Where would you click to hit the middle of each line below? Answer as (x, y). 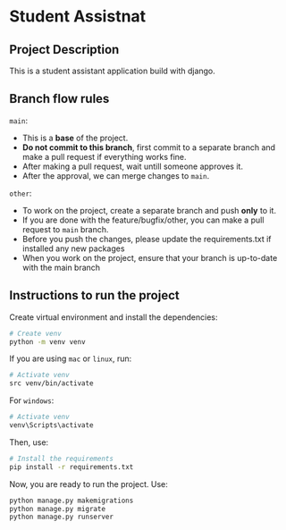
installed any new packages (73, 248)
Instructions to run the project (95, 295)
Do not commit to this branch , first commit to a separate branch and (148, 147)
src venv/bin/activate (51, 383)
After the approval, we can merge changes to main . (116, 175)
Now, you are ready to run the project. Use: (88, 484)
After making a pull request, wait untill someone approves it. (133, 166)
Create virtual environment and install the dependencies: (114, 317)
